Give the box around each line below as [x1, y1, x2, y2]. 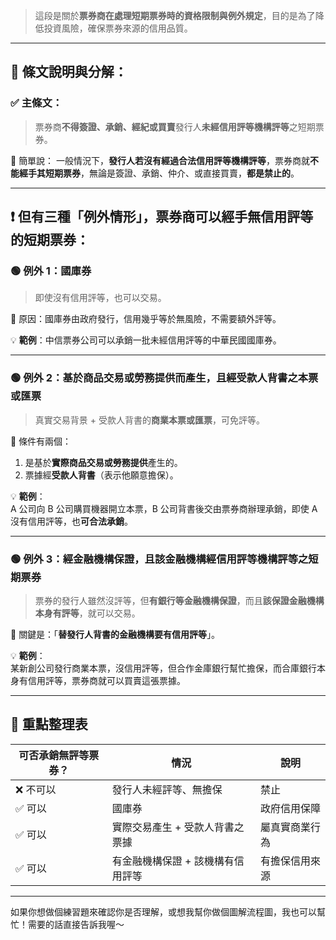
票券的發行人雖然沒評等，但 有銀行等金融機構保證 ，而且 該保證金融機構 [34, 594, 325, 606]
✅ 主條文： [10, 96, 63, 110]
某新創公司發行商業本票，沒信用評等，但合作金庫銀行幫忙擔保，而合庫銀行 [10, 662, 317, 674]
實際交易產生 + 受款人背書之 [111, 820, 245, 834]
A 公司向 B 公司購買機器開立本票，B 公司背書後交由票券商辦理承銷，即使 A [10, 502, 318, 514]
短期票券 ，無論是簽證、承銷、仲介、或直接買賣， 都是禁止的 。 [44, 167, 300, 179]
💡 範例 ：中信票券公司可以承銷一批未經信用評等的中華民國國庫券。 [10, 334, 282, 346]
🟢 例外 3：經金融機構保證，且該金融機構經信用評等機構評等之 [10, 552, 309, 566]
